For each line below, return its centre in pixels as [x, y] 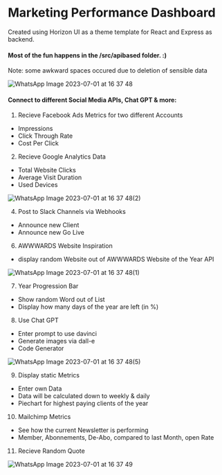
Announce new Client [48, 225]
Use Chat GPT [38, 321]
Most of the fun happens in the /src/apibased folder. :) [87, 55]
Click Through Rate [45, 136]
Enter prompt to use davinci [57, 334]
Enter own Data [40, 388]
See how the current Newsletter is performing [83, 430]
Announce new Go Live [51, 233]
